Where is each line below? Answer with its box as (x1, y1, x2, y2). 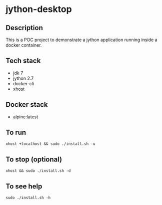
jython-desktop (5, 4, 72, 15)
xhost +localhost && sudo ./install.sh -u (5, 141, 95, 146)
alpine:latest (12, 114, 38, 120)
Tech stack (5, 57, 41, 65)
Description (5, 24, 43, 32)
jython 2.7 (12, 75, 34, 81)
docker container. (5, 42, 42, 48)
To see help (5, 182, 42, 190)
